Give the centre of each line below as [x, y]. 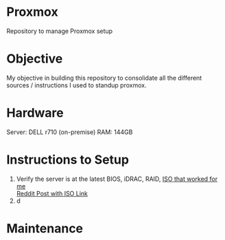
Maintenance [45, 228]
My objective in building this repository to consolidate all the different [104, 78]
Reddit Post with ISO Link [52, 193]
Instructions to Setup [68, 160]
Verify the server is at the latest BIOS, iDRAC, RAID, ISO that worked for [117, 179]
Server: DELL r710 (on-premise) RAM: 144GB [70, 132]
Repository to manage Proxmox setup [60, 31]
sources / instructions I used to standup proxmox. [76, 85]
